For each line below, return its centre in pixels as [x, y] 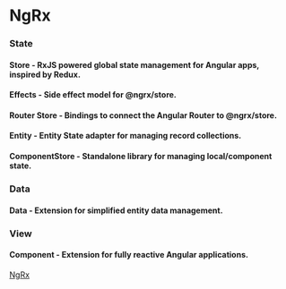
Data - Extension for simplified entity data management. [116, 210]
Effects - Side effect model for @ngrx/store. [93, 95]
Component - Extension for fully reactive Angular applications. [129, 255]
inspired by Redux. [45, 74]
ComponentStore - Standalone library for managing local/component [141, 157]
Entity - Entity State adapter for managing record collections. [126, 136]
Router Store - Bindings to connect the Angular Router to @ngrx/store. [143, 115]
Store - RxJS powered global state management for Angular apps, [134, 64]
